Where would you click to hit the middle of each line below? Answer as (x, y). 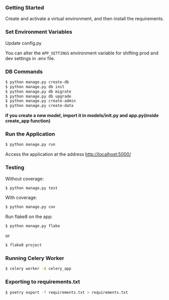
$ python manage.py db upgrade (38, 96)
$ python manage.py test (31, 188)
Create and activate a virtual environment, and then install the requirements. (84, 19)
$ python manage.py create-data (39, 106)
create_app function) (28, 121)
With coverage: (21, 198)
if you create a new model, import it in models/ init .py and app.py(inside (82, 116)
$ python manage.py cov (30, 207)
